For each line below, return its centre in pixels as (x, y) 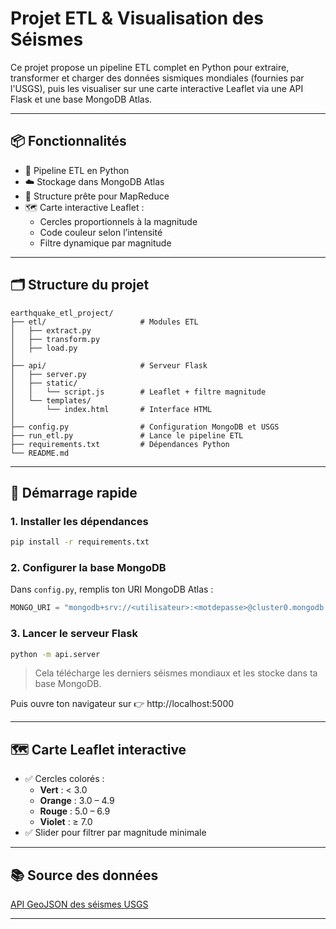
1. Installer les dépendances (79, 521)
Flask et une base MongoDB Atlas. (81, 99)
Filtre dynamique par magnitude (105, 243)
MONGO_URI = (35, 608)
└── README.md (40, 453)
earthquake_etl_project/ (62, 313)
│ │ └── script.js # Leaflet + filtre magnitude (138, 392)
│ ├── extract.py (51, 330)
